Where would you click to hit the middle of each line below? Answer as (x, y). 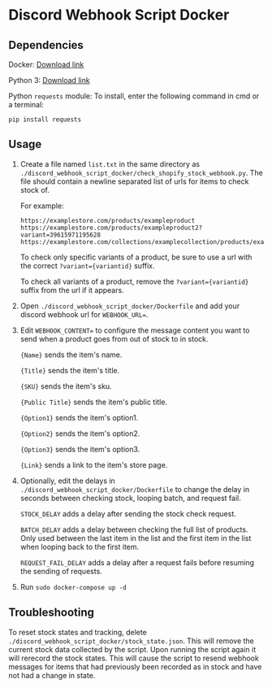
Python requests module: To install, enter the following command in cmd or (134, 96)
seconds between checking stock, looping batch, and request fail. (130, 498)
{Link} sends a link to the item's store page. (94, 464)
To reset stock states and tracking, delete (78, 632)
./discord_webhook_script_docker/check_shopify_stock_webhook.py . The (142, 172)
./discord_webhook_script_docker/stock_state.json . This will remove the (131, 641)
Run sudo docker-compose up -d (73, 586)
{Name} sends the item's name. (71, 355)
